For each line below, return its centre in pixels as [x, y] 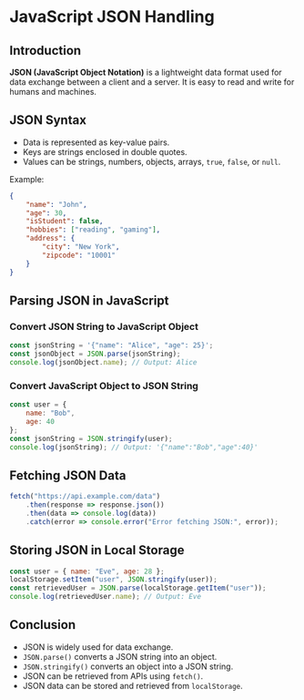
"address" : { [51, 239]
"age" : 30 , [46, 213]
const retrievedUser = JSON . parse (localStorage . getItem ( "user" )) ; [138, 588]
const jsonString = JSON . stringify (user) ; [91, 438]
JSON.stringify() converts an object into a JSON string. [128, 666]
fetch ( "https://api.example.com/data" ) [85, 497]
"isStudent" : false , [65, 221]
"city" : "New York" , [81, 247]
